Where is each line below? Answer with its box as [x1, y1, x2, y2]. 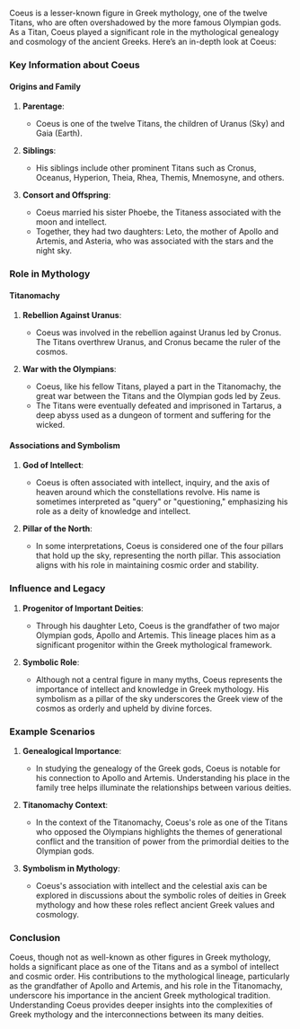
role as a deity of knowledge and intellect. [35, 506, 191, 517]
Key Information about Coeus [9, 58, 141, 71]
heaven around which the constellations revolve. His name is [35, 487, 260, 498]
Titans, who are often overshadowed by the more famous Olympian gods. [9, 17, 282, 28]
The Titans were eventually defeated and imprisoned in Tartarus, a [35, 400, 282, 412]
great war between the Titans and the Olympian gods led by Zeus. [35, 391, 281, 402]
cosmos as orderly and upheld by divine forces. [35, 703, 213, 714]
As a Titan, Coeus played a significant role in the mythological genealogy [9, 27, 279, 37]
